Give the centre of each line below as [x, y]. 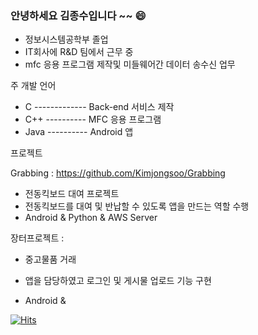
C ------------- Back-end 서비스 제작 [99, 107]
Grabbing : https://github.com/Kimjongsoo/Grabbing [118, 173]
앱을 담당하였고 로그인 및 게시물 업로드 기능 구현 [118, 281]
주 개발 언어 [33, 86]
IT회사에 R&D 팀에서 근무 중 [79, 52]
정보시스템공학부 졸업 [66, 39]
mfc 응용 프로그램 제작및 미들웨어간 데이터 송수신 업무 [130, 64]
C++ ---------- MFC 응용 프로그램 [93, 119]
